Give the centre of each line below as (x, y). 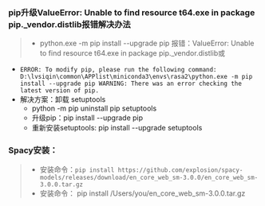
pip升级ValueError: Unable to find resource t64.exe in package (132, 12)
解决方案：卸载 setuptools (63, 99)
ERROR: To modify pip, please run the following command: (118, 70)
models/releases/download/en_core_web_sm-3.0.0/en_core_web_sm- (149, 177)
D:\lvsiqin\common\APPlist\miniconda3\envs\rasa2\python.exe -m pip (136, 77)
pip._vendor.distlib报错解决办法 (70, 24)
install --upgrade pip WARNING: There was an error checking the (131, 84)
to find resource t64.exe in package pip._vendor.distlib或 (132, 53)
